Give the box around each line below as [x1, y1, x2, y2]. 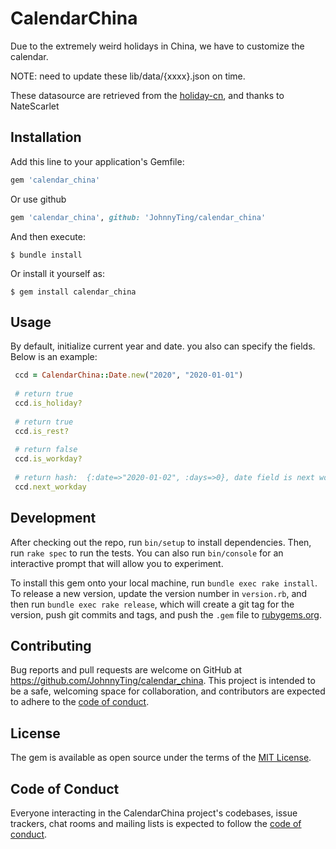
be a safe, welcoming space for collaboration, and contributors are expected [10, 685, 326, 697]
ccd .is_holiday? [14, 398, 83, 408]
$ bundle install [10, 250, 83, 260]
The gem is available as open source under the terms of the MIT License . [10, 752, 312, 764]
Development [10, 510, 97, 527]
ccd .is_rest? [14, 426, 70, 436]
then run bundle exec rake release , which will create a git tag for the [10, 598, 295, 610]
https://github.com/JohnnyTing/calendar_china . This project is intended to [10, 675, 316, 687]
